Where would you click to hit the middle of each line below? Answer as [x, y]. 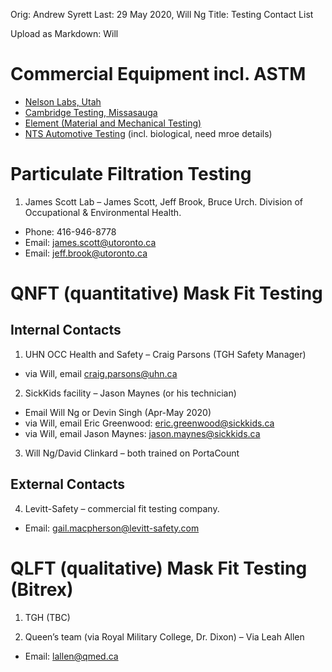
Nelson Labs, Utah [63, 101]
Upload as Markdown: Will [64, 33]
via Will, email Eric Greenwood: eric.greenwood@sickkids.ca [149, 423]
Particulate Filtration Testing [131, 174]
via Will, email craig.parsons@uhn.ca [101, 373]
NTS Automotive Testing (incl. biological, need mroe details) [148, 133]
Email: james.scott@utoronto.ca [90, 242]
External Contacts [67, 484]
